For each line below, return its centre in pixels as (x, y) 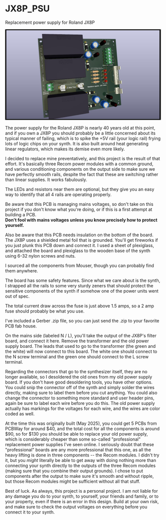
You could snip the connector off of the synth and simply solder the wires (80, 388)
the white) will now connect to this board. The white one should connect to (81, 352)
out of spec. (17, 296)
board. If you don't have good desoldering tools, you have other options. (79, 382)
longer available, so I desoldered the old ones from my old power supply (79, 377)
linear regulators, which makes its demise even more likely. (65, 149)
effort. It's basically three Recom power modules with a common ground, (79, 164)
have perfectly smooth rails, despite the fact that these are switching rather (82, 175)
